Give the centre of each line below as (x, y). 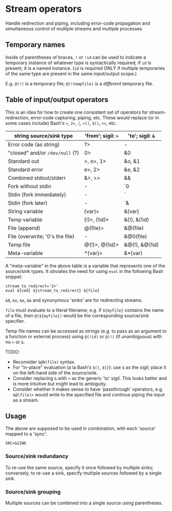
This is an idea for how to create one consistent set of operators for (77, 112)
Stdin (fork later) (28, 203)
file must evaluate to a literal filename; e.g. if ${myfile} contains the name (85, 310)
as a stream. (26, 400)
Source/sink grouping (33, 491)
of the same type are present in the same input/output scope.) (71, 74)
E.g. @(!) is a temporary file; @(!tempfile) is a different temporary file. (79, 83)
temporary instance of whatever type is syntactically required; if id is (78, 63)
